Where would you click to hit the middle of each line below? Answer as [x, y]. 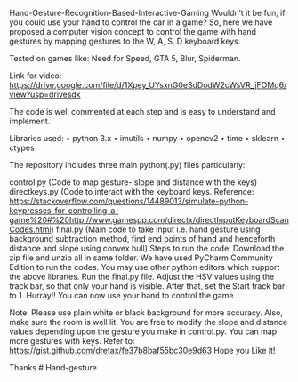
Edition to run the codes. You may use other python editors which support [145, 267]
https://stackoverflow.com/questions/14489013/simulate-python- [129, 201]
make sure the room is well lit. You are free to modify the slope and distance [149, 322]
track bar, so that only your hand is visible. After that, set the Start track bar [147, 286]
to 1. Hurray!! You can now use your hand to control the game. [123, 295]
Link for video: [36, 76]
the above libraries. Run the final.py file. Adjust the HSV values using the [142, 276]
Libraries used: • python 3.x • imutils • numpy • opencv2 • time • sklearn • [147, 138]
